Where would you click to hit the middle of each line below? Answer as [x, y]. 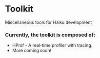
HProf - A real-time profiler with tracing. [52, 45]
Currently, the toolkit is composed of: [50, 35]
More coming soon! [32, 51]
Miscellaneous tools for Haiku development [49, 22]
